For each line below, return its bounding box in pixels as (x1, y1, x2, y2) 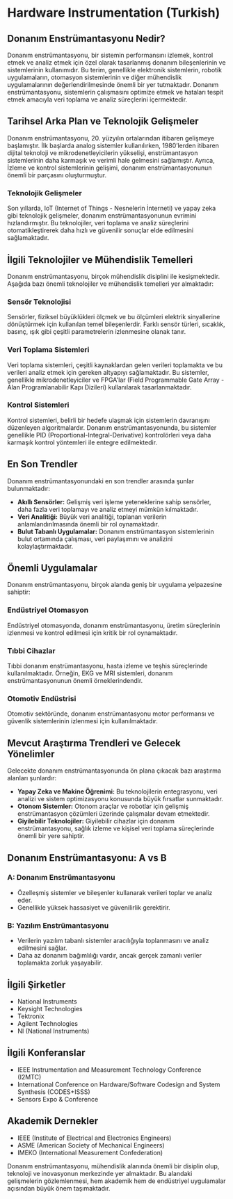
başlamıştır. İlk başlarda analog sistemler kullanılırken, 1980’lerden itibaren (7, 141, 219, 150)
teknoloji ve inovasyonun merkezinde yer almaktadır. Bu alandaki (7, 1169, 193, 1177)
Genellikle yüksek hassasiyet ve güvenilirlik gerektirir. (17, 903, 170, 912)
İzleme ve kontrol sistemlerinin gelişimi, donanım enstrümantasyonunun (7, 163, 212, 172)
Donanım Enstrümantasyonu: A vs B (7, 852, 167, 864)
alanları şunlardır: (7, 774, 57, 782)
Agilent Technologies (17, 1019, 79, 1027)
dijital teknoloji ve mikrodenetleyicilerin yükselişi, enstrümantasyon (7, 148, 198, 157)
